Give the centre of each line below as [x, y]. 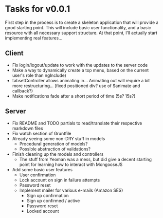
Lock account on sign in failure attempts [60, 180]
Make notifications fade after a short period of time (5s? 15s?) [74, 96]
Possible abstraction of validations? [55, 149]
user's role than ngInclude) [39, 75]
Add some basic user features [42, 169]
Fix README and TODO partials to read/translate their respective [77, 123]
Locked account [43, 211]
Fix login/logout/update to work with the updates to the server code [80, 65]
